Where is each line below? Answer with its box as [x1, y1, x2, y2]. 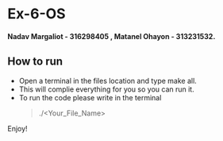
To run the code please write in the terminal [18, 92, 162, 102]
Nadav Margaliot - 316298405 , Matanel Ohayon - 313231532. [7, 31, 216, 41]
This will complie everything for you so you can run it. [18, 84, 195, 94]
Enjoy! [7, 123, 29, 133]
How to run [7, 55, 63, 69]
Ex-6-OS [7, 5, 66, 23]
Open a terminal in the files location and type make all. [18, 76, 198, 85]
